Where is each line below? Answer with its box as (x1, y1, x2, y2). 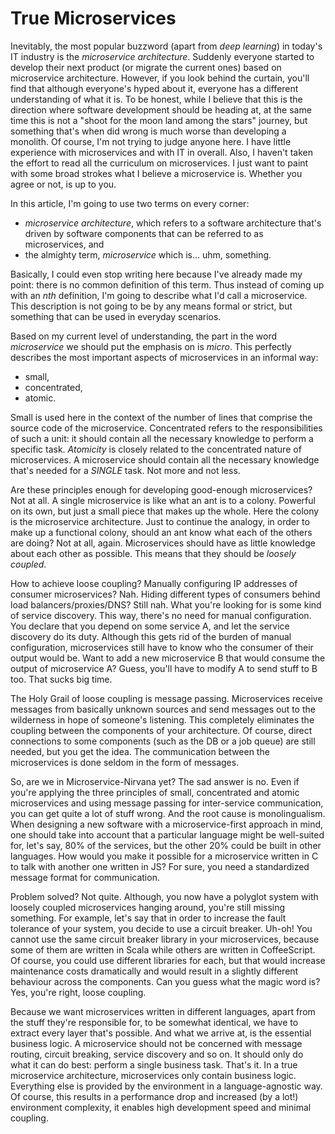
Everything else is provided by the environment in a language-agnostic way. (10, 1080, 323, 1092)
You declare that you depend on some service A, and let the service (10, 620, 290, 632)
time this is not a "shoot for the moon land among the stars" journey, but (10, 114, 308, 126)
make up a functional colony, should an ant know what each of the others (10, 526, 313, 538)
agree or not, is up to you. (10, 178, 117, 190)
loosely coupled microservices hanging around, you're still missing (10, 901, 286, 913)
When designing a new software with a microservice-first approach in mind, (10, 818, 324, 830)
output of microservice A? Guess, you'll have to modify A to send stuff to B (10, 662, 318, 674)
